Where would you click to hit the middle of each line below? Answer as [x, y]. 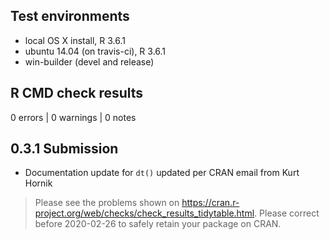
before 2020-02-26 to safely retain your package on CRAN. [158, 224]
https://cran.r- [210, 203]
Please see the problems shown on [107, 203]
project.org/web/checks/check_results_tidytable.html [144, 213]
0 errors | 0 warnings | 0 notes [73, 117]
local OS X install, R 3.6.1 [75, 40]
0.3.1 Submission [64, 149]
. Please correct [287, 213]
